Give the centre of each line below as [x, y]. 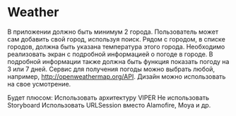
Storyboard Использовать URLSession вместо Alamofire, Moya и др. [109, 105]
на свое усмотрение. [39, 84]
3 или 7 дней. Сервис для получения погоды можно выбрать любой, [111, 69]
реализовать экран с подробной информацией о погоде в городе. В [110, 54]
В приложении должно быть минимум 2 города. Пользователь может [113, 32]
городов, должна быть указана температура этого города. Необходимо [116, 46]
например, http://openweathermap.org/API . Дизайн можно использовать [117, 76]
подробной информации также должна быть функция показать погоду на [118, 61]
